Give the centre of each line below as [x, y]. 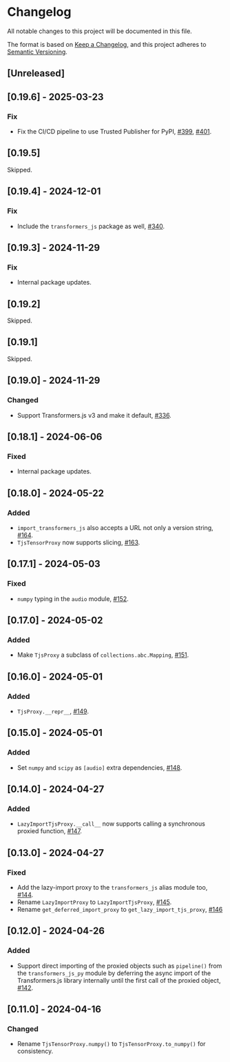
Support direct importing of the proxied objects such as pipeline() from [119, 966]
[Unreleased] [36, 73]
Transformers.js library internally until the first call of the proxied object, [119, 980]
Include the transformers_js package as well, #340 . [91, 226]
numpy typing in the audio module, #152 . [73, 599]
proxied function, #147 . [50, 831]
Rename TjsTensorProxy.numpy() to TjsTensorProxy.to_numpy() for [111, 1044]
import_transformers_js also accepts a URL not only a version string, [115, 527]
